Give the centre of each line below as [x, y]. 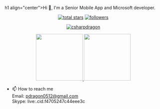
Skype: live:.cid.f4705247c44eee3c [48, 101]
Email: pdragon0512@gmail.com [45, 96]
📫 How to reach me [32, 89]
